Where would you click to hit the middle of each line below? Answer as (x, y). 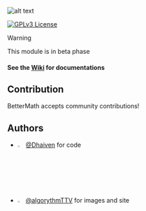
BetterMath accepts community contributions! (73, 106)
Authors (25, 128)
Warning (19, 38)
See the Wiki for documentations (56, 67)
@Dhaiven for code (53, 145)
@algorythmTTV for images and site (78, 201)
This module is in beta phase (49, 51)
